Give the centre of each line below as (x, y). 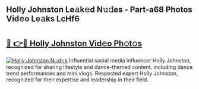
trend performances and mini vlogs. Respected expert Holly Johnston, (92, 73)
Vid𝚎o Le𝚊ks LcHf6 (43, 19)
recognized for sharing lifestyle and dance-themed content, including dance (99, 67)
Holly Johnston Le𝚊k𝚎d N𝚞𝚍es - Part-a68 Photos (99, 10)
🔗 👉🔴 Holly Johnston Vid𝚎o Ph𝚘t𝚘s (74, 43)
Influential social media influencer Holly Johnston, (130, 60)
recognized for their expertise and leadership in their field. (77, 80)
